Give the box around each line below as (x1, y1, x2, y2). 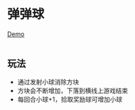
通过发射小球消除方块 (17, 77, 79, 86)
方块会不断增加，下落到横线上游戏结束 (17, 86, 128, 95)
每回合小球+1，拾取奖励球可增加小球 (17, 95, 122, 103)
